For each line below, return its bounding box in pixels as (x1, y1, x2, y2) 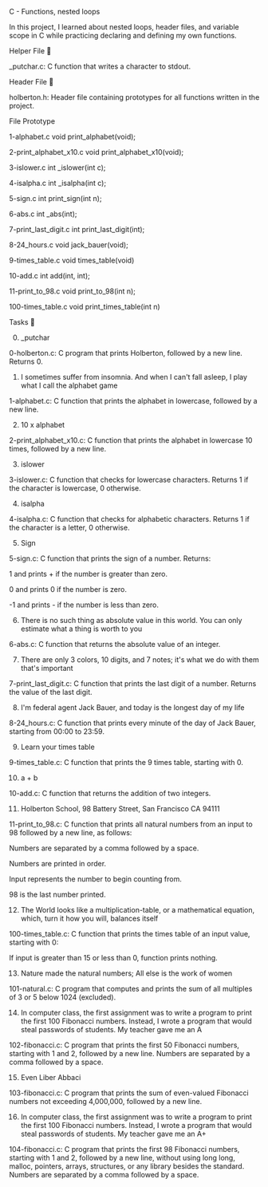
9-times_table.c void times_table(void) (9, 255, 135, 265)
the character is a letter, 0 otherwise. (9, 523, 130, 532)
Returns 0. (9, 357, 43, 366)
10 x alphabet (20, 420, 65, 429)
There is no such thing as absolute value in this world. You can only (20, 616, 242, 625)
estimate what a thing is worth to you (20, 624, 143, 633)
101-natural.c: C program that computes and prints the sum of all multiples (9, 984, 253, 993)
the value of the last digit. (9, 688, 93, 696)
